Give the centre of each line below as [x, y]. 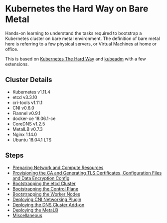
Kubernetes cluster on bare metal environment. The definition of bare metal [83, 38]
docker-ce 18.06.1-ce [34, 118]
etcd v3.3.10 [25, 97]
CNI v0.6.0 [23, 107]
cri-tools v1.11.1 [27, 102]
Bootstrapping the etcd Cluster [44, 183]
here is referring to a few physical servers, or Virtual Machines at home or [81, 43]
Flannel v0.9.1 [26, 113]
